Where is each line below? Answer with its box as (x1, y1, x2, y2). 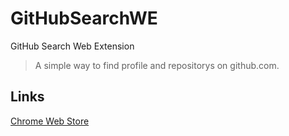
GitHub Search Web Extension (10, 40, 135, 52)
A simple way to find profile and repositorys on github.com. (34, 59, 280, 71)
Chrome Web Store (10, 115, 90, 127)
